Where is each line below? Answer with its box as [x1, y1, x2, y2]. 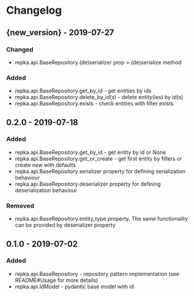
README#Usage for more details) [14, 276, 98, 283]
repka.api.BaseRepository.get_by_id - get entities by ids [14, 87, 152, 94]
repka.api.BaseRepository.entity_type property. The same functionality [14, 215, 188, 223]
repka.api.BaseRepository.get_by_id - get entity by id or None [14, 149, 166, 156]
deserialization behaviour [14, 186, 78, 194]
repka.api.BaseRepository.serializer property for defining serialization [14, 168, 186, 175]
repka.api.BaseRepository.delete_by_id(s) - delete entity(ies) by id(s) [14, 94, 184, 101]
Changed [6, 45, 34, 54]
